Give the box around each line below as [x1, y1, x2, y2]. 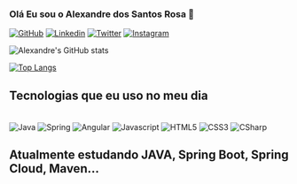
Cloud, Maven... [9, 161, 99, 176]
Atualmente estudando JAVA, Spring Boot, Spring [9, 148, 289, 163]
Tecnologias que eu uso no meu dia [9, 88, 208, 103]
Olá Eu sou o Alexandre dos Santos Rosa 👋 [9, 8, 195, 20]
